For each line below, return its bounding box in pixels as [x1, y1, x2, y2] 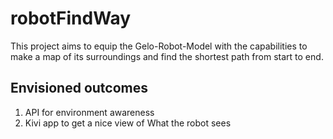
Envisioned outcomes [10, 80, 148, 97]
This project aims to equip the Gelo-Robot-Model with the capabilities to [10, 40, 308, 52]
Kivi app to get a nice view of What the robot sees [24, 117, 232, 129]
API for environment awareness [24, 106, 155, 118]
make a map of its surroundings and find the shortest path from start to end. [10, 50, 324, 62]
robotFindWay [10, 7, 132, 30]
